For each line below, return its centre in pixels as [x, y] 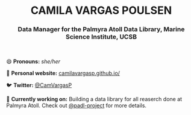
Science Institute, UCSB [101, 37]
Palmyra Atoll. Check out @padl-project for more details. [76, 105]
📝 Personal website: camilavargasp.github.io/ [63, 73]
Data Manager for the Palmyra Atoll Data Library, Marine [101, 30]
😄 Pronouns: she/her [33, 61]
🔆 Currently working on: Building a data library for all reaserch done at [94, 99]
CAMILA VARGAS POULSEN [101, 11]
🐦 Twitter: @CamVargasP [39, 85]
